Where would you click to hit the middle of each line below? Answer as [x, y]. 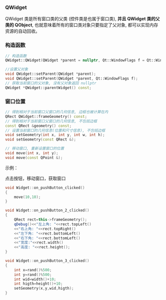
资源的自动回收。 [22, 31]
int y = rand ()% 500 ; [33, 275]
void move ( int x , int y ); [32, 153]
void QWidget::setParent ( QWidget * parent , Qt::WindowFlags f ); [72, 79]
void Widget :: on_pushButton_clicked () [45, 188]
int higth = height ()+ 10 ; [39, 284]
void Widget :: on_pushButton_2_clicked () [47, 210]
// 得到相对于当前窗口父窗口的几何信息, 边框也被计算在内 [57, 112]
